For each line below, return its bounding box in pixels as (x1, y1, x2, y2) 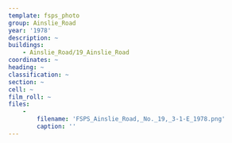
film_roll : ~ (8, 93, 52, 101)
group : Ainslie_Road (8, 19, 77, 27)
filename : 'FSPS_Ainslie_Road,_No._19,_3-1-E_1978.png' (37, 115, 226, 123)
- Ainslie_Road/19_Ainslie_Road (22, 48, 130, 56)
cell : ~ (8, 85, 34, 94)
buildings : (8, 41, 44, 49)
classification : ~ (8, 71, 69, 79)
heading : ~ (8, 64, 44, 71)
